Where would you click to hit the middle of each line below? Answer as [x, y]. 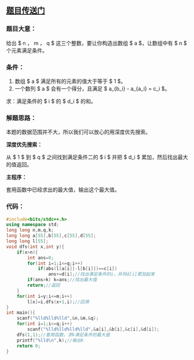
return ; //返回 [44, 285]
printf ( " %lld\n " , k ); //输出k [50, 340]
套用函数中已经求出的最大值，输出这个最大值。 [63, 190]
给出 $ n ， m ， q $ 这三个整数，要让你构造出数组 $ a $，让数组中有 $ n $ [97, 43]
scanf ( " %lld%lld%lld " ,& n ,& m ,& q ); [58, 319]
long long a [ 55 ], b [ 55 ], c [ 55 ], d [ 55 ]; [51, 236]
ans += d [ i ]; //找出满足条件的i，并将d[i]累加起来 [101, 274]
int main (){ [21, 313]
